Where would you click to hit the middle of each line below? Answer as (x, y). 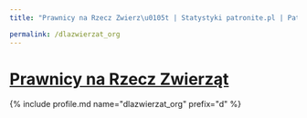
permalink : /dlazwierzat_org (65, 34)
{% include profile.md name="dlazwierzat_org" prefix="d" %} (126, 104)
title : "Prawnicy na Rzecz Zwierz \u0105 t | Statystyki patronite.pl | (147, 18)
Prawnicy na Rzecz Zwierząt (119, 79)
